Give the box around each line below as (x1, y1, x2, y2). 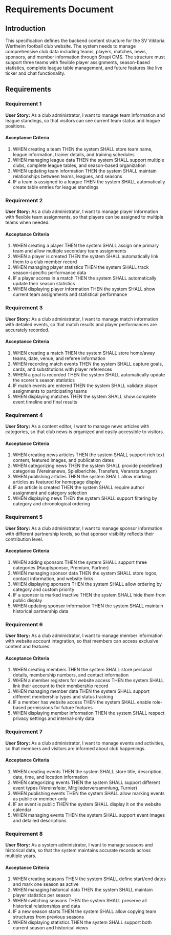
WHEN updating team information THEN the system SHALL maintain (12, 167, 157, 174)
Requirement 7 (5, 728, 42, 735)
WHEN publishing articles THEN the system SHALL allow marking (12, 474, 151, 480)
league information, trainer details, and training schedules (12, 151, 135, 157)
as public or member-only (12, 795, 68, 802)
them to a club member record (12, 259, 77, 265)
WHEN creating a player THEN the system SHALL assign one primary (12, 242, 159, 249)
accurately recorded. (5, 327, 50, 333)
